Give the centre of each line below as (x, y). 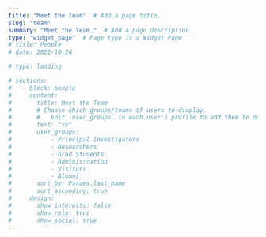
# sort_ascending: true (58, 191)
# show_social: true (53, 220)
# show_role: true (49, 213)
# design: (32, 198)
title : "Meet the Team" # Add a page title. (84, 15)
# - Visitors (47, 169)
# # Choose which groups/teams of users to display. (108, 110)
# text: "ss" (40, 125)
